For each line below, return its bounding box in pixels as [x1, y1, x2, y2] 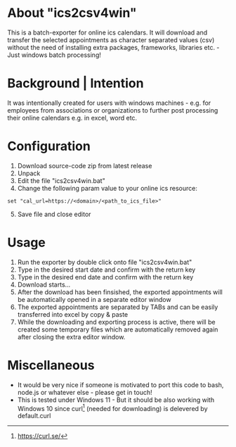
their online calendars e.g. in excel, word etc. [7, 113, 138, 122]
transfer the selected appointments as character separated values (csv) [7, 35, 215, 44]
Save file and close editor [17, 210, 91, 218]
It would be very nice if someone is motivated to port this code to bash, [17, 380, 224, 389]
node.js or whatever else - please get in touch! [17, 388, 152, 396]
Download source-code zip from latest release [17, 161, 152, 170]
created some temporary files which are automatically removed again [17, 325, 218, 334]
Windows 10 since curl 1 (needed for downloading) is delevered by [17, 403, 208, 413]
